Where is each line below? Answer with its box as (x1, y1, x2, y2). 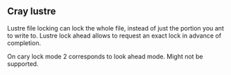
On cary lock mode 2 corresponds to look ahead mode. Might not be (7, 52, 203, 60)
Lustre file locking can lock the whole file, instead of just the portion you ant (7, 24, 224, 32)
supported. (7, 59, 39, 68)
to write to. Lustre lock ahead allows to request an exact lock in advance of (7, 31, 222, 40)
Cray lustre (7, 6, 57, 17)
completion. (7, 38, 42, 47)
